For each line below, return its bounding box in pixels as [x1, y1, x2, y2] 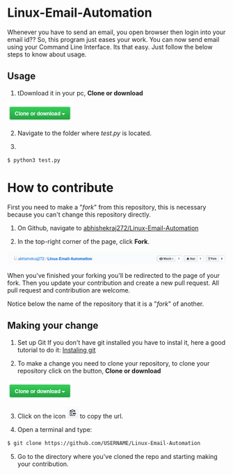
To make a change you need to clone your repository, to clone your [17, 359, 210, 367]
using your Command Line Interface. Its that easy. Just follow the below [7, 42, 213, 51]
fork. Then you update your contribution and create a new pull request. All [7, 279, 219, 287]
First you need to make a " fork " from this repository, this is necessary [7, 203, 207, 211]
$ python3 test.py [7, 157, 61, 164]
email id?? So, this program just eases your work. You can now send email [7, 35, 220, 43]
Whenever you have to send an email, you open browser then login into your [7, 28, 226, 36]
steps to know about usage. [7, 50, 87, 59]
